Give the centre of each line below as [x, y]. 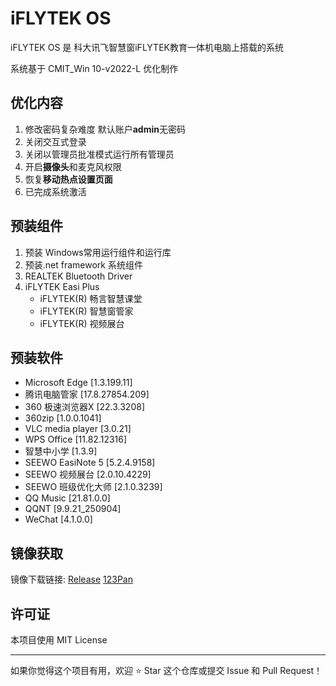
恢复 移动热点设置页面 [68, 179]
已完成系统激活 [55, 191]
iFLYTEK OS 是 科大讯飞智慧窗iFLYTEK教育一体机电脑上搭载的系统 [147, 47]
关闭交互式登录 [55, 141]
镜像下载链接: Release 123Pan [71, 579]
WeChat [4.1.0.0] [58, 519]
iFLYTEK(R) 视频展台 [82, 323]
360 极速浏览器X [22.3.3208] [84, 407]
